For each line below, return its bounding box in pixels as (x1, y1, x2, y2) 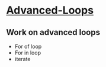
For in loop (14, 49, 41, 56)
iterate (14, 56, 31, 62)
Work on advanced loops (6, 27, 101, 37)
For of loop (14, 43, 42, 50)
